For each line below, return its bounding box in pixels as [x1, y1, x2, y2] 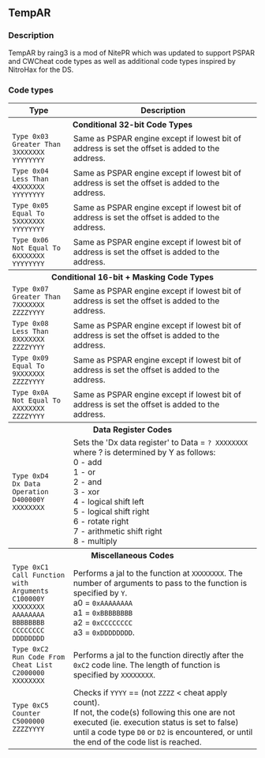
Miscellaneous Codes [91, 550, 174, 561]
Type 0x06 [12, 235, 49, 244]
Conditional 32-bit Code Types [72, 118, 193, 129]
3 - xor [73, 486, 100, 497]
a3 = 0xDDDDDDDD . [73, 627, 136, 638]
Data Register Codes [93, 424, 172, 435]
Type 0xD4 [12, 471, 49, 480]
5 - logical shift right [73, 505, 150, 516]
